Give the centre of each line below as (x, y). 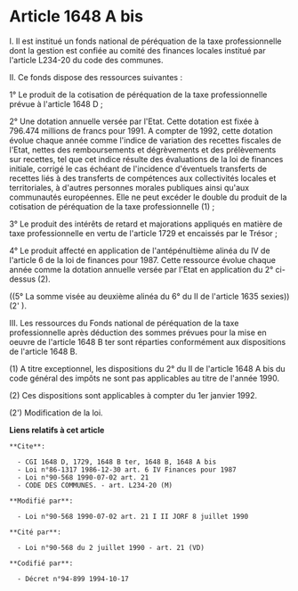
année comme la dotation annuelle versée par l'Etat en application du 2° (141, 269)
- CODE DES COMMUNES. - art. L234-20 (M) (95, 485)
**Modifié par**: (41, 501)
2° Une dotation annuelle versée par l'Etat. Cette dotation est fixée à (134, 121)
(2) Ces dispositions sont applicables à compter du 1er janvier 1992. (133, 395)
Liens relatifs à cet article (57, 430)
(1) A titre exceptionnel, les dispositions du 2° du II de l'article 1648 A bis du (148, 368)
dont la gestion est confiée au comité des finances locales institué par (137, 50)
